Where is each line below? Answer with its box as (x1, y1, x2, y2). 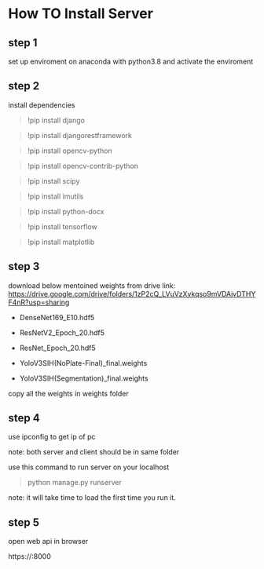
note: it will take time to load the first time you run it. (8, 493, 177, 502)
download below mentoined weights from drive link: (8, 280, 176, 290)
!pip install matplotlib (27, 237, 95, 246)
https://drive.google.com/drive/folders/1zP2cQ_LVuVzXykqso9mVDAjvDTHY (8, 289, 256, 298)
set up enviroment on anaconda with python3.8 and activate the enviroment (8, 57, 254, 66)
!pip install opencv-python (27, 146, 112, 155)
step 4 (8, 411, 41, 425)
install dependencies (8, 100, 75, 110)
